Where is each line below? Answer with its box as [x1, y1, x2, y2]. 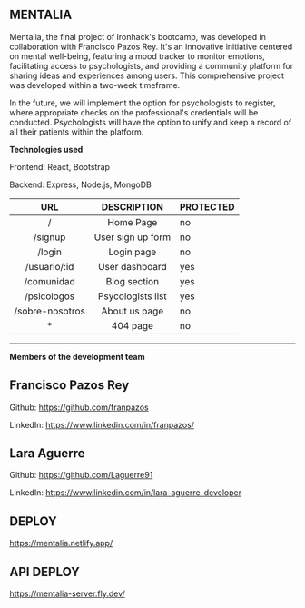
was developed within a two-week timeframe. [9, 79, 181, 90]
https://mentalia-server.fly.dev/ [9, 588, 125, 599]
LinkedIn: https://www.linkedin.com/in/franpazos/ [9, 419, 195, 430]
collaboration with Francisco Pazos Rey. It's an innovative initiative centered [9, 41, 293, 52]
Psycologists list [98, 290, 168, 303]
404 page [111, 319, 154, 332]
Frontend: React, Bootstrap [9, 161, 111, 172]
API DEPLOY [9, 563, 80, 580]
